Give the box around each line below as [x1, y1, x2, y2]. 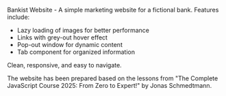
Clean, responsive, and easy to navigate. [7, 61, 122, 69]
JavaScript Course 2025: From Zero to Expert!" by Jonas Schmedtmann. [7, 82, 212, 89]
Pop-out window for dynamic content [16, 41, 123, 48]
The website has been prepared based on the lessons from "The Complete [7, 74, 218, 82]
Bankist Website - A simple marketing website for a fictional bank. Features [7, 6, 219, 14]
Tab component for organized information [16, 48, 136, 56]
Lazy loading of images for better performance [16, 27, 149, 34]
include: [7, 13, 30, 21]
